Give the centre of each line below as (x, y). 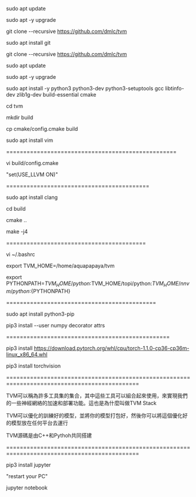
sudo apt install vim (30, 140)
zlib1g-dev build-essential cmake (57, 95)
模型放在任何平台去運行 (39, 423)
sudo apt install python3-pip (40, 314)
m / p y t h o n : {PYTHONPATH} (38, 291)
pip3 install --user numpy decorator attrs (56, 325)
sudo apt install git (29, 43)
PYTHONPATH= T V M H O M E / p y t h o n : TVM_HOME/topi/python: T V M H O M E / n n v (98, 284)
